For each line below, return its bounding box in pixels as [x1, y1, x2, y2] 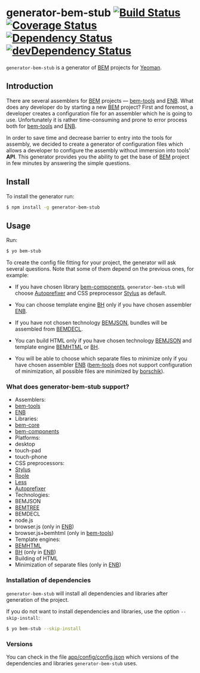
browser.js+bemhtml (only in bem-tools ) [14, 530, 114, 537]
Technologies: [14, 491, 50, 498]
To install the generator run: [6, 192, 75, 200]
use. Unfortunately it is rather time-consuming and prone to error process [6, 116, 187, 123]
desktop [14, 440, 36, 448]
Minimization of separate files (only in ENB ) [14, 561, 121, 568]
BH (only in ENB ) [14, 549, 57, 556]
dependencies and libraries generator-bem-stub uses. [6, 659, 138, 666]
